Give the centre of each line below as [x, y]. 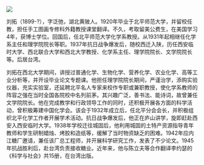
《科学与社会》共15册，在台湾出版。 [52, 156]
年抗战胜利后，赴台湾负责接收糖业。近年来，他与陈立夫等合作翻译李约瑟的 [99, 148]
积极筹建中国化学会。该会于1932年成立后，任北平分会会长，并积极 [105, 110]
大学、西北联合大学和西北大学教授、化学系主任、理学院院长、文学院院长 [102, 52]
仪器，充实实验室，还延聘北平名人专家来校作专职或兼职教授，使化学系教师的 [102, 87]
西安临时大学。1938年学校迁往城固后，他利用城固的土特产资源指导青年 [105, 125]
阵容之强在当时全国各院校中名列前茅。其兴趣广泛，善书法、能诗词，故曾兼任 [102, 95]
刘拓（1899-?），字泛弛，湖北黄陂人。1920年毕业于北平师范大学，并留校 [97, 22]
